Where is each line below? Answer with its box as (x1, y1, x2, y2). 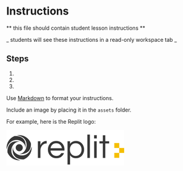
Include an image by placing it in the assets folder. (6, 106, 131, 113)
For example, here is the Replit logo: (6, 118, 96, 125)
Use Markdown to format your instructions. (6, 94, 114, 101)
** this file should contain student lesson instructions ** (6, 24, 145, 32)
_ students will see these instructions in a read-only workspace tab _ (6, 36, 177, 43)
